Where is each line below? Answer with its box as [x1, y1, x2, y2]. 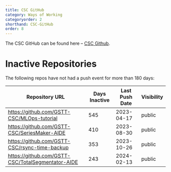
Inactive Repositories [5, 58, 97, 70]
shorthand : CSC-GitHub [5, 21, 53, 27]
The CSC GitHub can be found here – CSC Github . [5, 40, 110, 46]
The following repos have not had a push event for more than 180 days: [5, 75, 155, 81]
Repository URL [26, 94, 65, 101]
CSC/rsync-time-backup [8, 144, 69, 151]
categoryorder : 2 [5, 17, 42, 22]
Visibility [141, 94, 163, 101]
